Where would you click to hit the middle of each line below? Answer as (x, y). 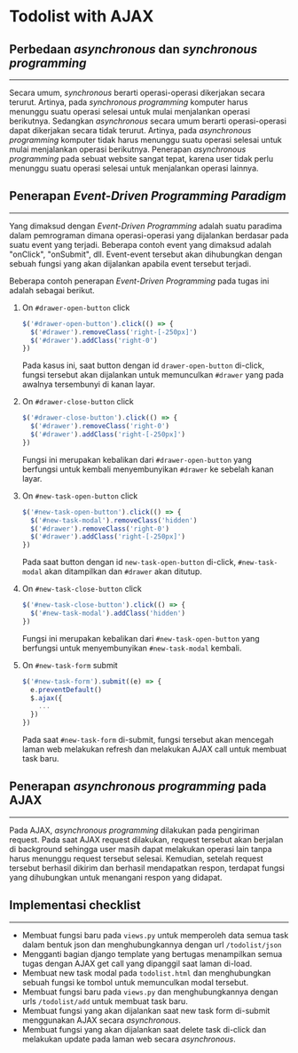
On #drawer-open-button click (76, 307)
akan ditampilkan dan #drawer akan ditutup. (123, 571)
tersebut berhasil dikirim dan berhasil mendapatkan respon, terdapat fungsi (147, 867)
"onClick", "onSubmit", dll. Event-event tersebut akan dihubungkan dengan (146, 254)
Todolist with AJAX (82, 16)
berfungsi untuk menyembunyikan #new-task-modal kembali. (132, 648)
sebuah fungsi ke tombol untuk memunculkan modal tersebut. (135, 982)
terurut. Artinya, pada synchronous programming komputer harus (129, 102)
